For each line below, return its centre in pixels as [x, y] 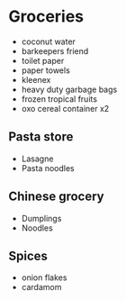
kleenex [36, 79]
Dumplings [41, 218]
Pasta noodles [48, 168]
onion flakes [44, 277]
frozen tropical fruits [59, 99]
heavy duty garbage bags [69, 89]
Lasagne [37, 159]
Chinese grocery [56, 197]
